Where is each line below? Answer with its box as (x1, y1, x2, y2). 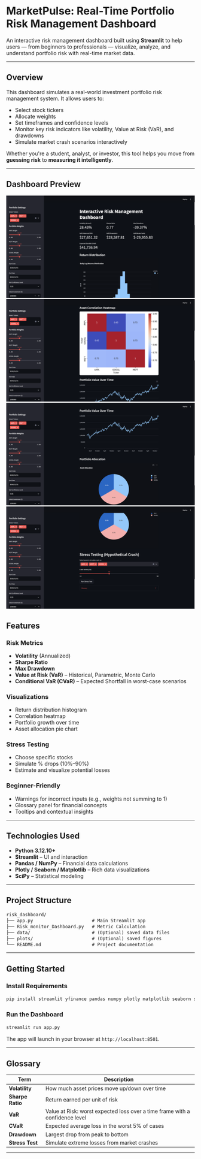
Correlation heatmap (14, 713, 66, 720)
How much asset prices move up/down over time (45, 1085, 166, 1092)
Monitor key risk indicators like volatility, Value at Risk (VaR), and (14, 125, 174, 132)
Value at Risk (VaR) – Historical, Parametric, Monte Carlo (14, 671, 156, 678)
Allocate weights (14, 113, 56, 120)
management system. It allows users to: (6, 95, 105, 102)
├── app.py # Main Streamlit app (6, 918, 146, 924)
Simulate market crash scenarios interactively (14, 138, 127, 145)
